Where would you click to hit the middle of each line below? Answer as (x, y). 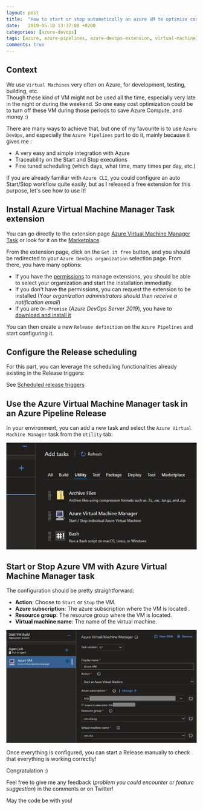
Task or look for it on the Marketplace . (54, 240)
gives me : (19, 141)
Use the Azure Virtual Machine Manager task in (97, 403)
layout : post (23, 13)
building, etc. (23, 91)
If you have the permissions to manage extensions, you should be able (103, 276)
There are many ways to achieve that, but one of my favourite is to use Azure (101, 128)
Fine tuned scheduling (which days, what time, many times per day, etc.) (105, 166)
